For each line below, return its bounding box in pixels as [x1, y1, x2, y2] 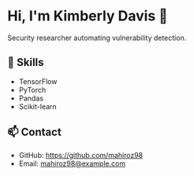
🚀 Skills [7, 56, 44, 69]
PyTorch [18, 85, 47, 94]
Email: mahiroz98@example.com [18, 159, 126, 168]
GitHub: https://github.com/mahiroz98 [18, 150, 144, 159]
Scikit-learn [18, 101, 57, 111]
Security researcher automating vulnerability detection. [7, 33, 187, 42]
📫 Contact [7, 126, 62, 139]
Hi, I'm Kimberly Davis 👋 [7, 7, 169, 25]
